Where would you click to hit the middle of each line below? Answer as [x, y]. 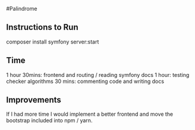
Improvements [34, 100]
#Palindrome [22, 9]
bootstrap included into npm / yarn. [49, 120]
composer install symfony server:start [53, 42]
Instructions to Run [42, 27]
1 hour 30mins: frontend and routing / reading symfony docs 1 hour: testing [98, 75]
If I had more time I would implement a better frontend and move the [90, 114]
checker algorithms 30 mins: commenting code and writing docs [85, 81]
